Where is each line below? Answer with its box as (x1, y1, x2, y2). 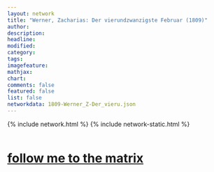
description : (7, 29, 45, 37)
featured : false (7, 88, 55, 95)
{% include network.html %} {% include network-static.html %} (7, 120, 190, 128)
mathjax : (7, 68, 33, 75)
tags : (7, 56, 23, 63)
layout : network (7, 10, 55, 17)
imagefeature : (7, 62, 49, 69)
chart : (7, 75, 27, 82)
